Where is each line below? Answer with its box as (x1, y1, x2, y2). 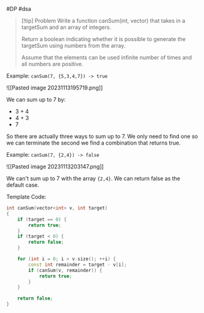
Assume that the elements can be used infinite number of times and (21, 54, 192, 61)
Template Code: (6, 193, 47, 200)
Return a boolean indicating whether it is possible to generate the (21, 36, 186, 42)
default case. (6, 181, 40, 189)
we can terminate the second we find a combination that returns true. (6, 139, 181, 146)
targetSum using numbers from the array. (21, 42, 126, 49)
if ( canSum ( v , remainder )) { (28, 267, 103, 273)
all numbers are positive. (21, 61, 84, 67)
